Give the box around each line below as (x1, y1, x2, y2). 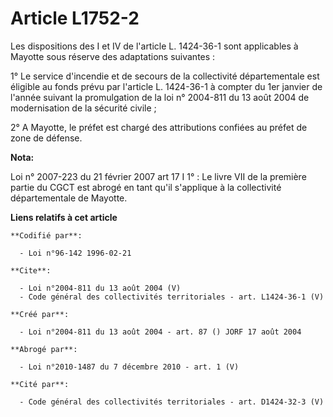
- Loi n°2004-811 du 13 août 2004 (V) (19, 283, 182, 293)
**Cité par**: (10, 379, 70, 389)
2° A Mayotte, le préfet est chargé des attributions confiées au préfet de (10, 121, 308, 133)
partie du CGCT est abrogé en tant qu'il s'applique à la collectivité (10, 181, 282, 193)
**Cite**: (10, 265, 52, 276)
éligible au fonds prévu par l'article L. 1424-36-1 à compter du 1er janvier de (10, 80, 323, 92)
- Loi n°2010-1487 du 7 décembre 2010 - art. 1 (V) (19, 362, 240, 372)
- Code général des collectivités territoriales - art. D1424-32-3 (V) (19, 397, 325, 407)
